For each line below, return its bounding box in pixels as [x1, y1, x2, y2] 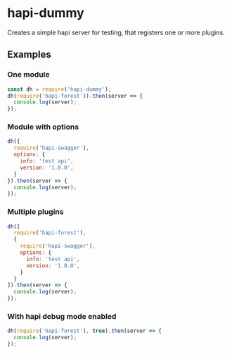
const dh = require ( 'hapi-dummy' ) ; [7, 86, 112, 93]
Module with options [7, 122, 79, 132]
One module [7, 70, 51, 80]
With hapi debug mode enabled [7, 312, 117, 322]
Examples [7, 49, 51, 61]
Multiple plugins [7, 207, 64, 217]
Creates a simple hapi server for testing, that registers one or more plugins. [7, 28, 225, 37]
